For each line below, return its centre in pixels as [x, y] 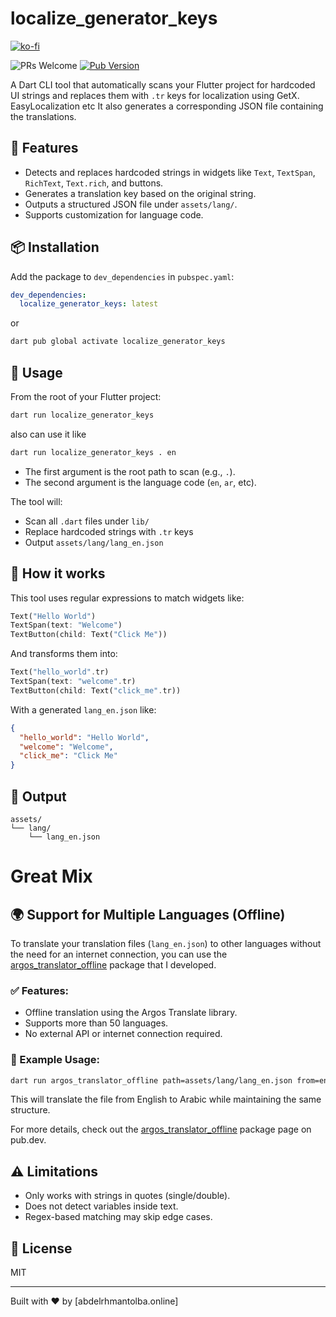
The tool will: [36, 501]
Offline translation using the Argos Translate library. [131, 1013]
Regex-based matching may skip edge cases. [118, 1217]
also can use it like [48, 434]
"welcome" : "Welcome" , [66, 747]
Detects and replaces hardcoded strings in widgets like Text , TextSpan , [170, 172]
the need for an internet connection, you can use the [119, 954]
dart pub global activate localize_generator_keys [118, 342]
